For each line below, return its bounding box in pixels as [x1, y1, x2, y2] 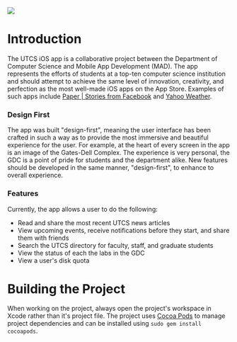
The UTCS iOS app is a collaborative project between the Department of [7, 54, 218, 63]
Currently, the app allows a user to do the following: [7, 205, 158, 213]
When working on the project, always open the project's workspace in [7, 304, 212, 313]
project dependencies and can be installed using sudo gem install [7, 319, 202, 328]
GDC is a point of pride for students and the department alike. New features [7, 156, 228, 164]
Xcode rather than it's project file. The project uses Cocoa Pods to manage [7, 312, 226, 320]
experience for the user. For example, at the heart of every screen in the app [7, 141, 230, 149]
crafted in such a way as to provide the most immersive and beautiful [7, 133, 209, 142]
